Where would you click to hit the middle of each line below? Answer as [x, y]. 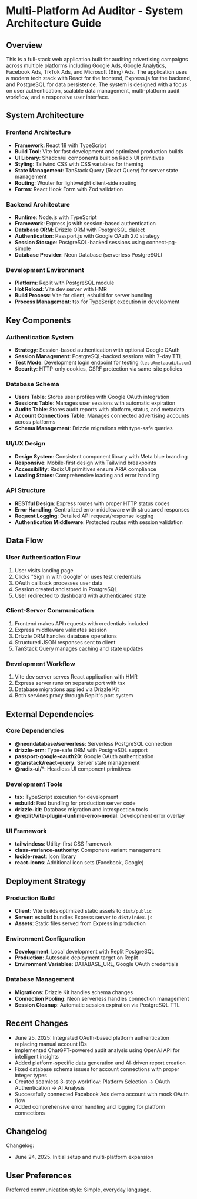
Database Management [40, 979]
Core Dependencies [35, 731]
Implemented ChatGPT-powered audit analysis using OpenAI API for [97, 1050]
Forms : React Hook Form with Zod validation [69, 189]
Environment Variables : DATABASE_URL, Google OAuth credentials [96, 964]
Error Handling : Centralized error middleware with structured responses [102, 509]
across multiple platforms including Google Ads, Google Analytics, [86, 65]
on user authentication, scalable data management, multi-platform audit [93, 91]
